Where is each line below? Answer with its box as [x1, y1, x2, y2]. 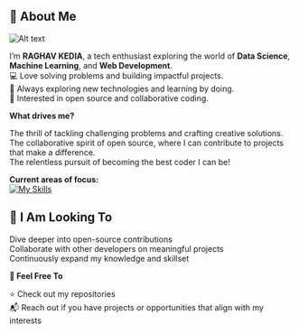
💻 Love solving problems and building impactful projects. [9, 69, 224, 81]
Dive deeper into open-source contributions [9, 234, 173, 245]
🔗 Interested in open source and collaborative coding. [9, 92, 210, 104]
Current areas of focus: [9, 173, 99, 185]
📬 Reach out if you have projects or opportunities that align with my [9, 301, 265, 312]
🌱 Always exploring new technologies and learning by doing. [9, 83, 235, 94]
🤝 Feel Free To [9, 270, 63, 281]
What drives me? [9, 110, 75, 121]
